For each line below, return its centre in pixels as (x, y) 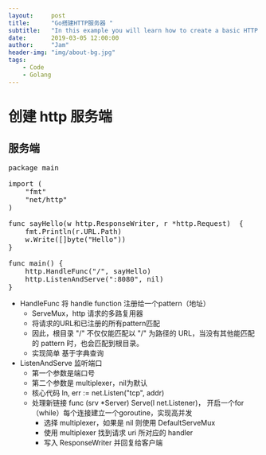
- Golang (37, 75)
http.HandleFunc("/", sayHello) (88, 271)
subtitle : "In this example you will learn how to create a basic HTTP (133, 30)
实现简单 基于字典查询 (68, 353)
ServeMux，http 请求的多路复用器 (87, 313)
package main (34, 167)
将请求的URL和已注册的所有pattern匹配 (96, 323)
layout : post (37, 16)
